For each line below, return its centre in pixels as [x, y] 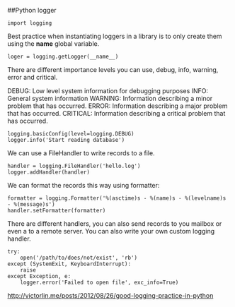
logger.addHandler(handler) [49, 172]
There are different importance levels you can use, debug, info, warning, [113, 70]
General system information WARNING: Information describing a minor [110, 98]
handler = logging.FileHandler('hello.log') [74, 166]
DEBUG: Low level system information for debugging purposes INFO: [108, 91]
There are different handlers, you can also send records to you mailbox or [115, 224]
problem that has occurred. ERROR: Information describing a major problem [117, 106]
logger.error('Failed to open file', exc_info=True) [99, 282]
